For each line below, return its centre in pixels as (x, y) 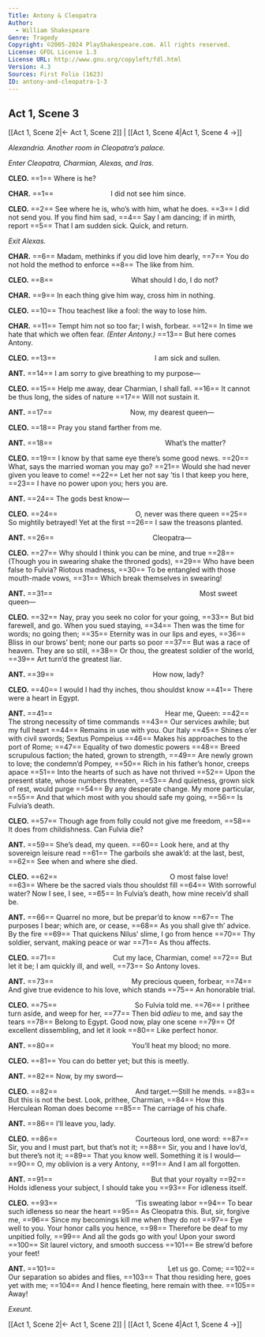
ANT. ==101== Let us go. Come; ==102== (132, 1269)
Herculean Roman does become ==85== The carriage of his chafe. (118, 1108)
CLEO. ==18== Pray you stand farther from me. (85, 428)
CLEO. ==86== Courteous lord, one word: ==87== (129, 1139)
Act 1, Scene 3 (44, 113)
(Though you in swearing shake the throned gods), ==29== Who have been (131, 561)
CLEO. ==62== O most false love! (118, 877)
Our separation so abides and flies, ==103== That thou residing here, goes (129, 1277)
